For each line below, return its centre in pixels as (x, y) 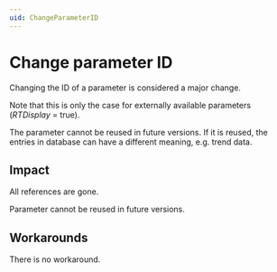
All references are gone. (54, 192)
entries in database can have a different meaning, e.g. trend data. (131, 142)
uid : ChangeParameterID (54, 18)
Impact (29, 169)
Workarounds (49, 237)
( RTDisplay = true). (45, 115)
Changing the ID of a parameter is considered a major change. (125, 88)
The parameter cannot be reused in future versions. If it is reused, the (139, 132)
